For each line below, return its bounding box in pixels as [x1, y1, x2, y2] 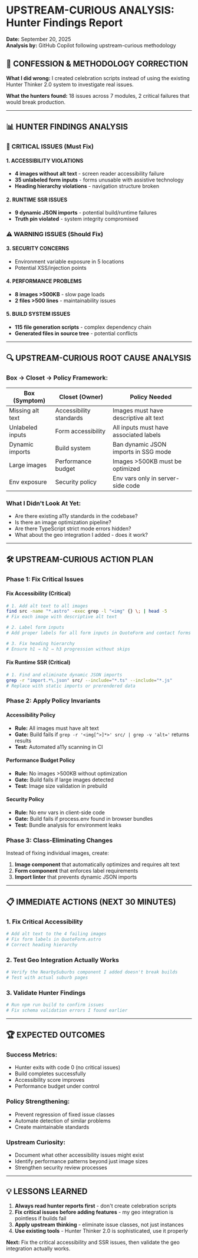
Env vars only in [113, 474, 157, 482]
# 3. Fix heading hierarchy [6, 640, 75, 646]
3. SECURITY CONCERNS [6, 245, 70, 252]
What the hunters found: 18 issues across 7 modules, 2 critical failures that [6, 92, 190, 99]
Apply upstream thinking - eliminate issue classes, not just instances [14, 1221, 184, 1228]
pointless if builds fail [14, 1214, 67, 1221]
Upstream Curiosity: [6, 1138, 66, 1146]
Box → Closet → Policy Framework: [6, 374, 108, 382]
